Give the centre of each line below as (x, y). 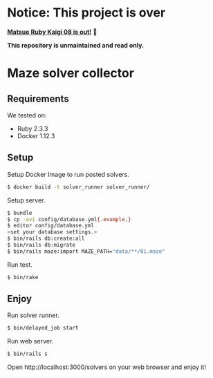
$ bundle (20, 213)
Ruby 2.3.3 (33, 129)
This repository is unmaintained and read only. (75, 45)
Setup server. (26, 200)
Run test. (20, 265)
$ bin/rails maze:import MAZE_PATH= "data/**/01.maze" (86, 251)
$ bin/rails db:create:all (46, 239)
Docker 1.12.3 (36, 135)
